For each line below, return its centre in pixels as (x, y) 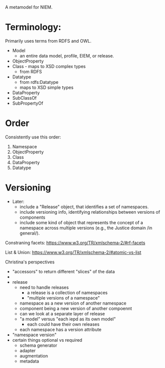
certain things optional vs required (47, 340)
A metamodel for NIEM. (29, 7)
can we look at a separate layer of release (62, 313)
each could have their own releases (63, 324)
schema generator (38, 345)
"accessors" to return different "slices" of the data (63, 271)
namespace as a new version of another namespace (73, 303)
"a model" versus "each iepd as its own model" (68, 319)
